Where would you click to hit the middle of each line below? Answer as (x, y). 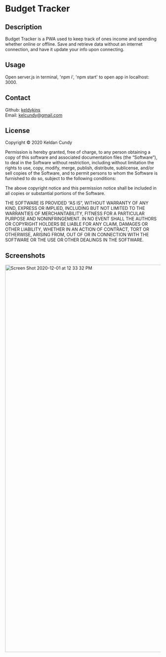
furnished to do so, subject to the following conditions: (61, 179)
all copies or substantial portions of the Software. (55, 194)
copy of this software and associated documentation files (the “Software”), (81, 157)
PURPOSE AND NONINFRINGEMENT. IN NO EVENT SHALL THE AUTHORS (81, 219)
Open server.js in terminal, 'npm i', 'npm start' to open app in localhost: (77, 77)
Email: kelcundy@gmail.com (34, 115)
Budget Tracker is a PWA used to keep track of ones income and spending (81, 39)
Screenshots (25, 255)
